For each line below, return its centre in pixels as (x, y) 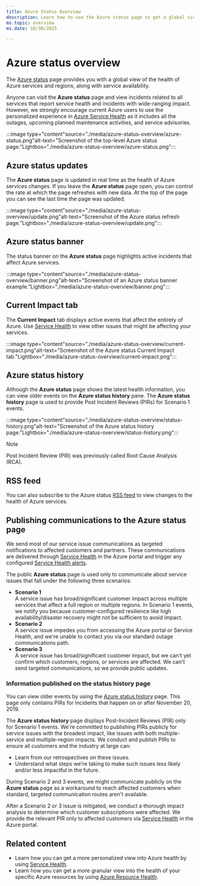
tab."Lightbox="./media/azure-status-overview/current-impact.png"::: (92, 356)
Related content (36, 843)
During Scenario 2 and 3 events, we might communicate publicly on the (94, 782)
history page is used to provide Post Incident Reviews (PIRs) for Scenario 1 (98, 402)
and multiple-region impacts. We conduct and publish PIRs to (101, 740)
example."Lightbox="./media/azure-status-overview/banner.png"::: (88, 286)
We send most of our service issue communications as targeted (84, 544)
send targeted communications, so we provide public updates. (91, 668)
